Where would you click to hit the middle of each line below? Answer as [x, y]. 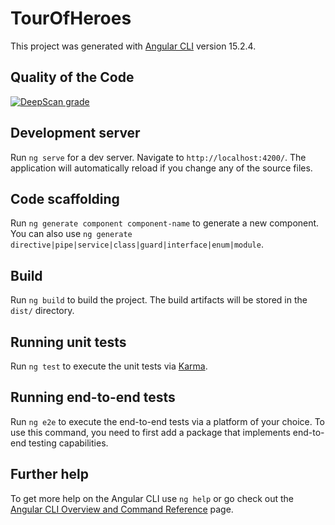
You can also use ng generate [71, 234]
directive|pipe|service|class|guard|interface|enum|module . [137, 244]
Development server [75, 133]
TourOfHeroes [71, 18]
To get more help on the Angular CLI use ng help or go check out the [152, 498]
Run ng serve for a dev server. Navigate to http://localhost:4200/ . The [158, 157]
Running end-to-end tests [93, 397]
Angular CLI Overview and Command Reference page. [122, 509]
